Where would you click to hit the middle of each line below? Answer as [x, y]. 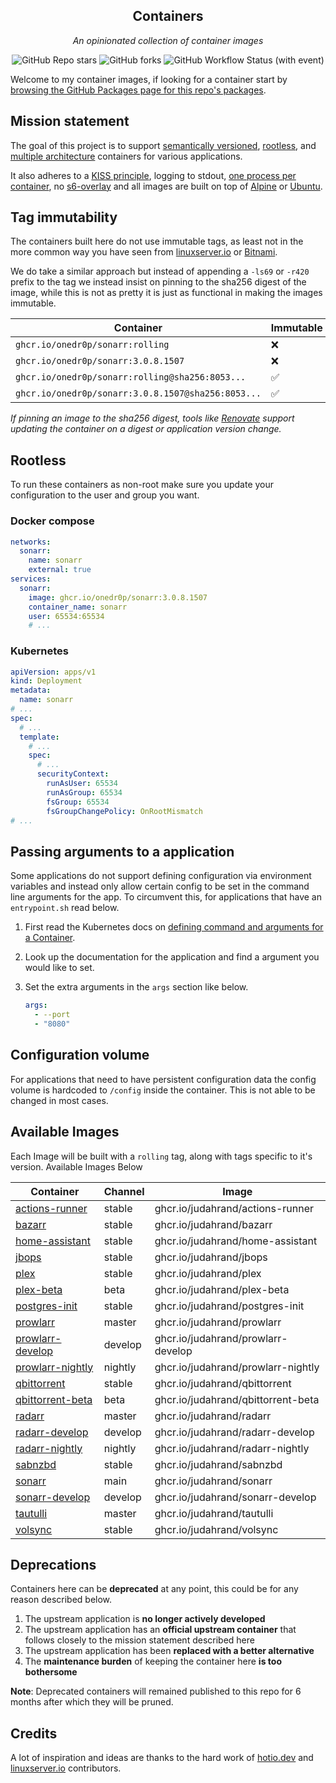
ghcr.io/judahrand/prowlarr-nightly [237, 1367]
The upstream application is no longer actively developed [145, 1619]
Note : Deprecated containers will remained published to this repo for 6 [156, 1691]
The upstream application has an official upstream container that [160, 1630]
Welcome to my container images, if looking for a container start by [149, 79]
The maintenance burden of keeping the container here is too [153, 1661]
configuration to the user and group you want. [105, 495]
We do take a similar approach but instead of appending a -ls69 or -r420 [160, 271]
